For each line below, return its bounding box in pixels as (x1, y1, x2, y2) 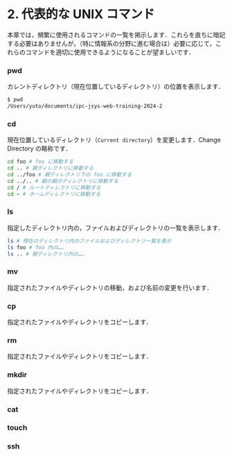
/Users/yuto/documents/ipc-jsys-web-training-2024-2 (7, 103, 163, 110)
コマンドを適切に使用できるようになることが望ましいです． (25, 48, 195, 56)
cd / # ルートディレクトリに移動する (7, 184, 101, 191)
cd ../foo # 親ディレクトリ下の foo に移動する (7, 171, 132, 178)
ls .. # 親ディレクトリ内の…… (7, 251, 84, 257)
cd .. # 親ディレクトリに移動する (7, 164, 94, 172)
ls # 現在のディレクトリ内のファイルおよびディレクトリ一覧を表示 (7, 237, 172, 244)
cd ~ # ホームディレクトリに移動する (7, 190, 101, 198)
